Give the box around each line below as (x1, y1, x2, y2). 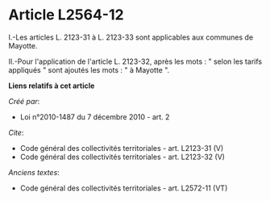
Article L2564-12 (8, 6, 124, 24)
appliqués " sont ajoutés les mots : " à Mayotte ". (8, 65, 170, 74)
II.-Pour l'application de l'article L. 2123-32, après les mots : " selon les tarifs (8, 57, 263, 66)
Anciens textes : (8, 167, 60, 177)
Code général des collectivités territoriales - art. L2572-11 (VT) (19, 183, 228, 193)
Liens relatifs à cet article (8, 81, 95, 90)
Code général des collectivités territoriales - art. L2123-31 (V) (19, 143, 224, 153)
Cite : (8, 128, 24, 137)
